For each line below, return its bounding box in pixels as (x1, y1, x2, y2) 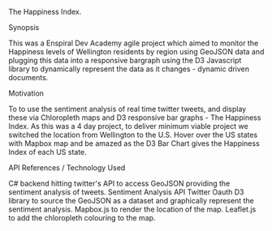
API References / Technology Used (8, 163, 126, 173)
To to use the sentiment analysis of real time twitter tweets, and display (8, 105, 247, 113)
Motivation (8, 88, 45, 98)
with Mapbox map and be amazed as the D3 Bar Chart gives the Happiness (8, 139, 260, 148)
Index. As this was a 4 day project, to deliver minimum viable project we (8, 122, 249, 130)
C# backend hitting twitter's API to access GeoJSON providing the (8, 178, 231, 188)
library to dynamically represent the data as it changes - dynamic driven (8, 64, 250, 74)
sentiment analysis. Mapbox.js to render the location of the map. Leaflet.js (8, 204, 257, 214)
